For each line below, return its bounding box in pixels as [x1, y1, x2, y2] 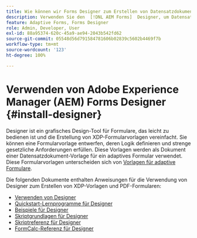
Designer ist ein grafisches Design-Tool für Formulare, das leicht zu [6, 127, 169, 134]
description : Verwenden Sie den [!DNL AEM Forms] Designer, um [6, 14, 169, 20]
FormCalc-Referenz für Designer [14, 224, 94, 232]
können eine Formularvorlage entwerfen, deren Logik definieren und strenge [6, 139, 191, 147]
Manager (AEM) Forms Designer [6, 95, 166, 109]
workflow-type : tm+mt [6, 42, 59, 48]
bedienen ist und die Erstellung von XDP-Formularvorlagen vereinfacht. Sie [6, 133, 188, 140]
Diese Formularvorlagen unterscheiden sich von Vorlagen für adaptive [6, 158, 176, 165]
